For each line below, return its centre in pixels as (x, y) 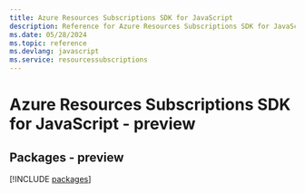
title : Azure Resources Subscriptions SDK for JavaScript (121, 18)
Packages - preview (67, 157)
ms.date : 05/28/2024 (49, 34)
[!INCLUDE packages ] (50, 179)
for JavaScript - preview (103, 124)
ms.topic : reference (49, 43)
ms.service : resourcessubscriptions (79, 60)
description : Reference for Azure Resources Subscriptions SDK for (140, 26)
